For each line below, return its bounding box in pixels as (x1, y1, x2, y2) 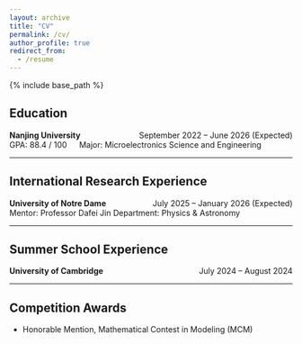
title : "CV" (9, 22, 54, 31)
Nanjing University (9, 130, 81, 140)
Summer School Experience (9, 242, 169, 258)
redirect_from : (9, 47, 67, 56)
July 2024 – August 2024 (199, 266, 293, 276)
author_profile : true (9, 38, 91, 48)
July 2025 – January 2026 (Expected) (152, 197, 293, 208)
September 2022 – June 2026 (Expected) (138, 130, 293, 140)
